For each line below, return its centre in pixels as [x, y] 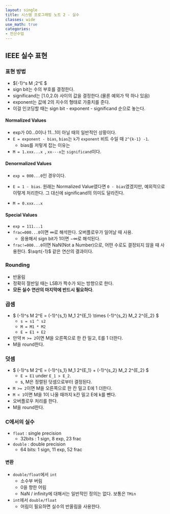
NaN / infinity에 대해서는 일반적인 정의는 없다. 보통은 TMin [78, 494]
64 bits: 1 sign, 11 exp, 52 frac [51, 450]
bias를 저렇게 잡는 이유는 [45, 145]
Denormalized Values [29, 164]
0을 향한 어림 [33, 487]
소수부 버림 [31, 481]
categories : [18, 29]
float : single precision [37, 433]
